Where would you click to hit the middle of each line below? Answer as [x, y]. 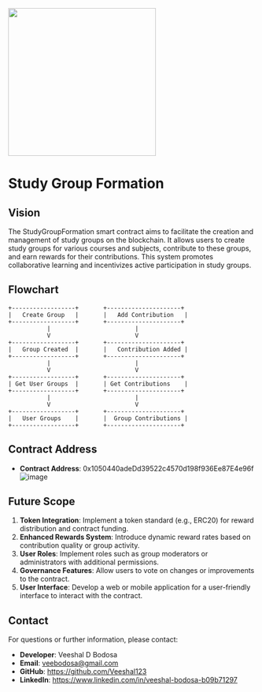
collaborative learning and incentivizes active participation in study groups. [130, 265]
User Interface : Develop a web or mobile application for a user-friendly [135, 587]
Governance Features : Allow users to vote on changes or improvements [137, 571]
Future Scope [42, 502]
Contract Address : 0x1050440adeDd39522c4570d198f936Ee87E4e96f [137, 468]
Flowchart [33, 290]
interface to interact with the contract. [81, 596]
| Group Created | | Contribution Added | [98, 349]
